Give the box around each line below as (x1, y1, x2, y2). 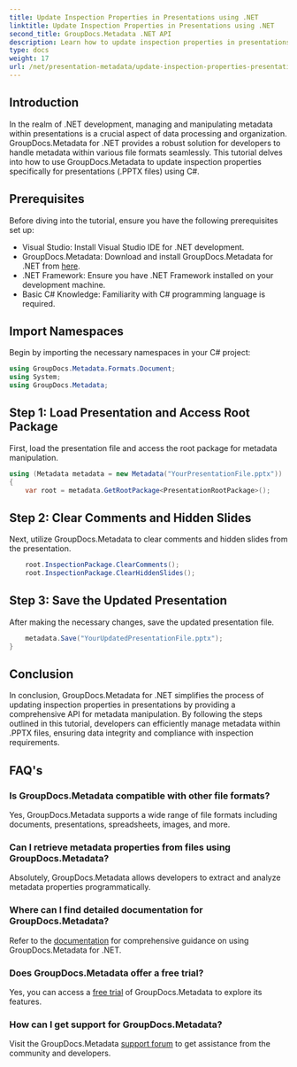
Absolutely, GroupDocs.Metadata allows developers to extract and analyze (9, 872, 281, 883)
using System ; (9, 373, 62, 382)
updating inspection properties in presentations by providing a (9, 699, 236, 710)
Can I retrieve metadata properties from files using (9, 841, 232, 853)
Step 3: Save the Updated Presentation (9, 593, 228, 608)
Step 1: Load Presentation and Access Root (9, 405, 250, 421)
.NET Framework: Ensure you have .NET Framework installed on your (21, 269, 274, 280)
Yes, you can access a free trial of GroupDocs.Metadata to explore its (9, 986, 263, 997)
